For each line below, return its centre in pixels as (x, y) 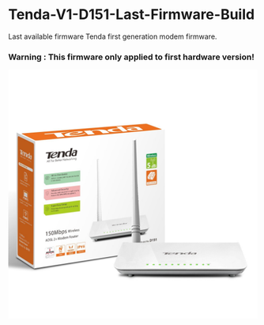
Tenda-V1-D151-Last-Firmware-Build (132, 15)
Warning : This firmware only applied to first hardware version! (132, 57)
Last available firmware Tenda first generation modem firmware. (113, 36)
